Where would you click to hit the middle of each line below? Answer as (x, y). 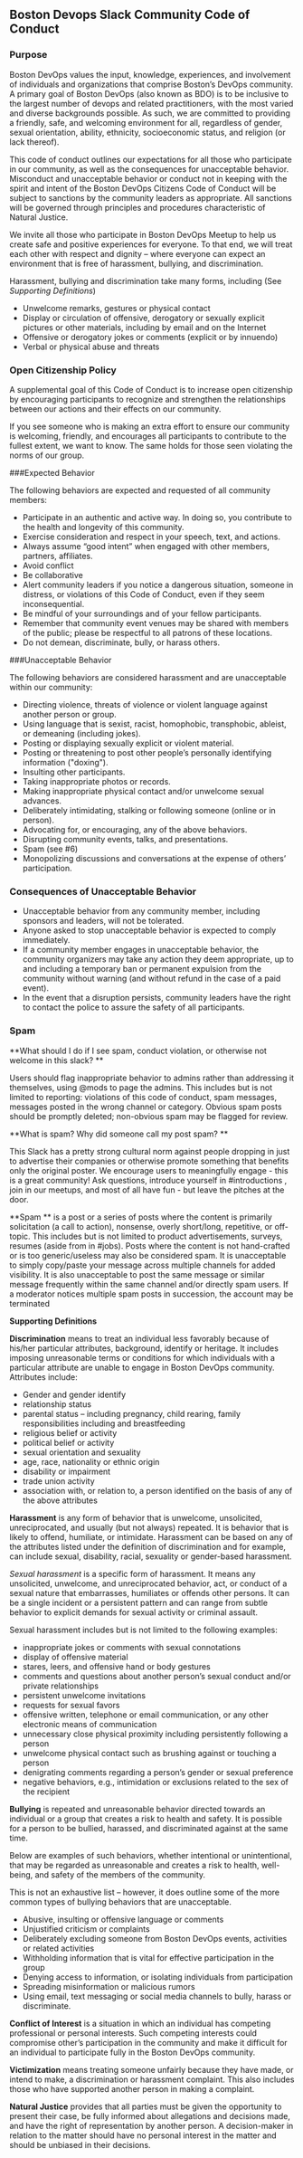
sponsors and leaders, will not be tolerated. (103, 921)
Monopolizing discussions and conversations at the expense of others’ (154, 858)
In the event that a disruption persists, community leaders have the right (156, 998)
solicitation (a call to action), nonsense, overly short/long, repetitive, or (141, 1226)
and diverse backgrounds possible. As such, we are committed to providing (150, 113)
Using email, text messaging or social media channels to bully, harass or (157, 1996)
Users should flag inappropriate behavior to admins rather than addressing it (152, 1078)
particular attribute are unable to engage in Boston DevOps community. (142, 1367)
